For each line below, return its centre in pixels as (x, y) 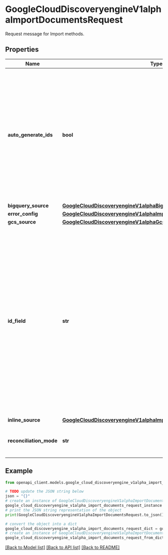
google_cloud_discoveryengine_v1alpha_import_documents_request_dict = (81, 528)
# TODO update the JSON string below (44, 492)
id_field (17, 321)
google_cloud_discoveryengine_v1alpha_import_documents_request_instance (84, 506)
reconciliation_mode (32, 441)
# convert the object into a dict (41, 524)
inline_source (24, 420)
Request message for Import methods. (45, 34)
